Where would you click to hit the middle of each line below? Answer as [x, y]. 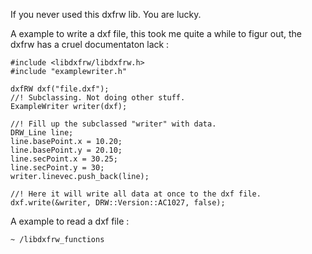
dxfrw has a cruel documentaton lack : [90, 44]
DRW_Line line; [42, 133]
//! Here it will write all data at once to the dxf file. [136, 194]
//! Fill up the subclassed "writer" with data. [113, 124]
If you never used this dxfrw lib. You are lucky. [106, 14]
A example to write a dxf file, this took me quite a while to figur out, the [156, 33]
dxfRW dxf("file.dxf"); [60, 89]
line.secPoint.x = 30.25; [64, 159]
